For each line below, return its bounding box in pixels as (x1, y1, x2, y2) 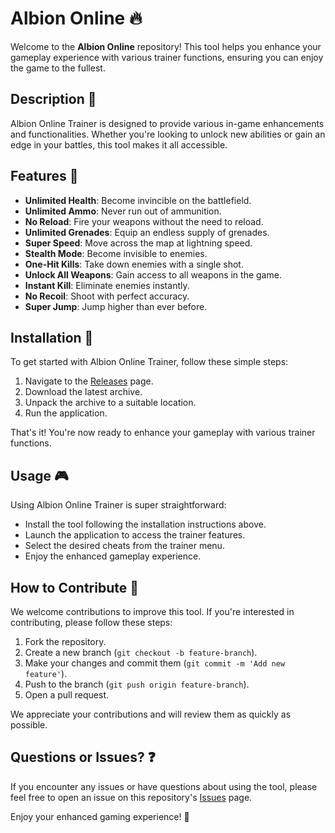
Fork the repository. (24, 636, 107, 647)
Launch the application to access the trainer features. (24, 529, 246, 541)
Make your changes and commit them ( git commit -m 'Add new (24, 657, 286, 669)
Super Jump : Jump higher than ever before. (24, 300, 208, 312)
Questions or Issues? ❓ (10, 749, 156, 766)
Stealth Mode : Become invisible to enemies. (24, 247, 208, 259)
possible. (10, 719, 48, 731)
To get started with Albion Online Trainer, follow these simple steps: (10, 356, 289, 368)
